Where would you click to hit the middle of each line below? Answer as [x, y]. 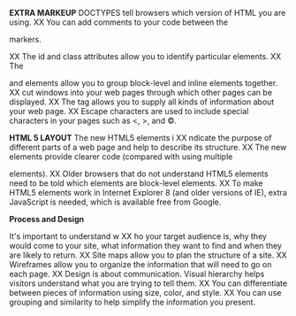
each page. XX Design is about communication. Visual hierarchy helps [137, 274]
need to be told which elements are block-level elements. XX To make [136, 183]
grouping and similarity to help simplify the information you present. [133, 302]
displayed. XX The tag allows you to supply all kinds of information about [142, 102]
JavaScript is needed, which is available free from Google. [115, 202]
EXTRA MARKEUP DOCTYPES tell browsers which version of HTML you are [148, 13]
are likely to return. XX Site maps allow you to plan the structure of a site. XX [148, 255]
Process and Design [47, 219]
